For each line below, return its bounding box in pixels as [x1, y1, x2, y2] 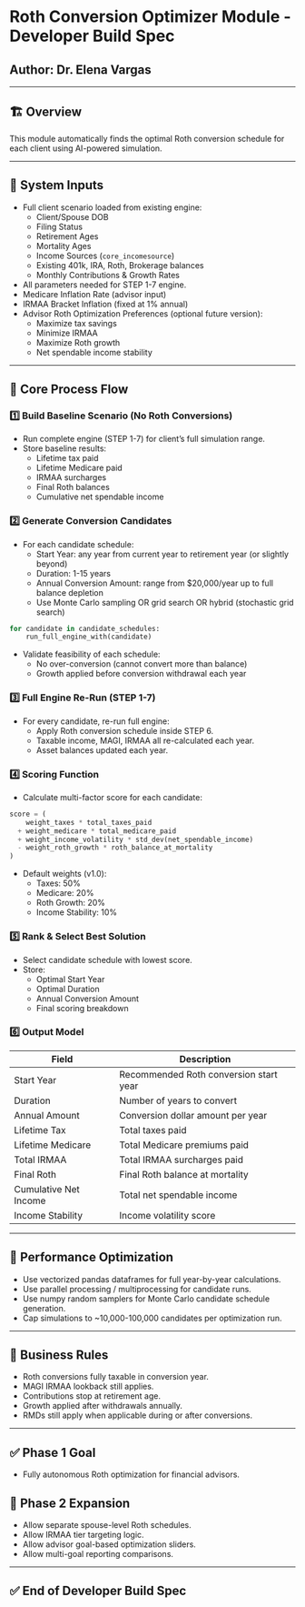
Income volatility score [119, 1209, 216, 1221]
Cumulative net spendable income [35, 491, 164, 502]
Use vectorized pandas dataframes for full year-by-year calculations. [22, 1273, 281, 1284]
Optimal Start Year [35, 973, 105, 984]
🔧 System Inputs [9, 177, 104, 193]
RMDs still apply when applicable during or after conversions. [22, 1410, 252, 1421]
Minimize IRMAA [35, 327, 98, 338]
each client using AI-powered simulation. [9, 143, 162, 154]
